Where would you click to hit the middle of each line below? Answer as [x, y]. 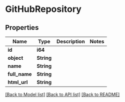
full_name [20, 74]
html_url [18, 82]
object [15, 58]
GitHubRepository [43, 9]
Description [71, 42]
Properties [22, 28]
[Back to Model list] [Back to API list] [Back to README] [62, 95]
